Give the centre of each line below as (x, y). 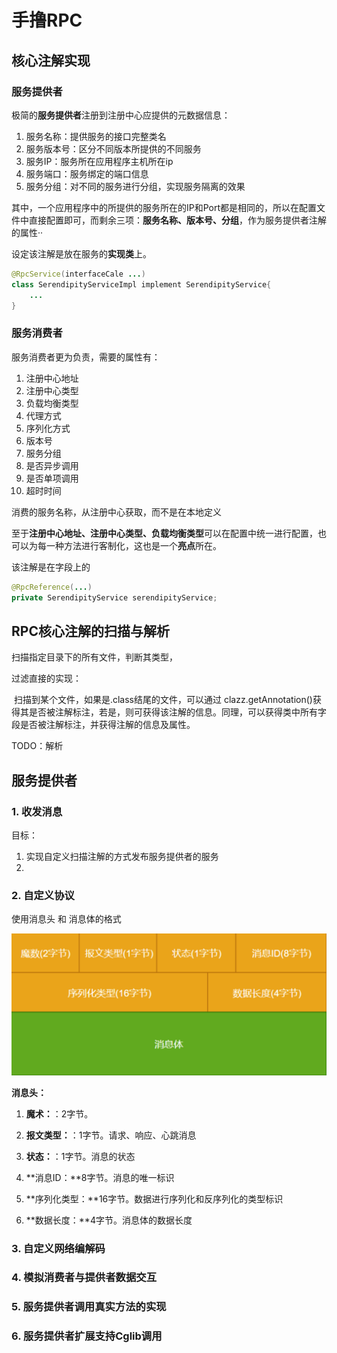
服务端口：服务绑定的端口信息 (87, 173)
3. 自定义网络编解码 (58, 1248)
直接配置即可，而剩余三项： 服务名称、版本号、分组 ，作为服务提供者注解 (177, 220)
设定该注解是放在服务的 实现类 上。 (81, 253)
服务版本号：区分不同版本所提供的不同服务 (113, 148)
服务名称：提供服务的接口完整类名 (96, 136)
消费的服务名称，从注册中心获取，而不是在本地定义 (116, 512)
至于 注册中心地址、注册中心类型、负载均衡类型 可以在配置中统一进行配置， (164, 533)
